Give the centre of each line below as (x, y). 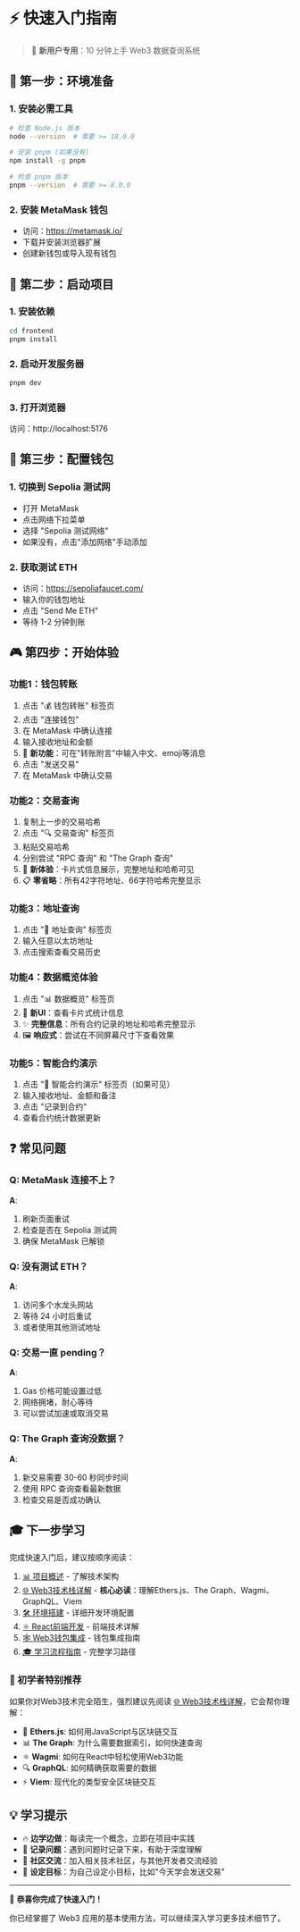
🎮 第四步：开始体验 (64, 653)
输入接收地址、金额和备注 (69, 1095)
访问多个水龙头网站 (58, 1305)
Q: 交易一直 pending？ (58, 1352)
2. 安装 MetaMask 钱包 (59, 209)
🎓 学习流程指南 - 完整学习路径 (79, 1652)
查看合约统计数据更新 (61, 1117)
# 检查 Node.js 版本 (45, 128)
